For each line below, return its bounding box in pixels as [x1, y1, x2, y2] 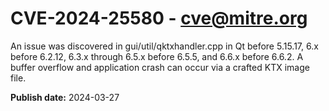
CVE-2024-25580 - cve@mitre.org [10, 7, 308, 30]
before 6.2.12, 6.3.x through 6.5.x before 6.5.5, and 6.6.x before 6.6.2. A [10, 50, 304, 62]
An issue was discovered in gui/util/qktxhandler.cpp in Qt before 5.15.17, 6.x [10, 40, 319, 52]
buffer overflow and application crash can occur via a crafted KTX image [10, 61, 310, 73]
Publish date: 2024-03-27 [10, 91, 120, 103]
